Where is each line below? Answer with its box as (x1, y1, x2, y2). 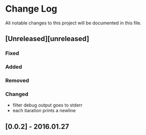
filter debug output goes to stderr (12, 102, 83, 108)
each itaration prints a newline (12, 108, 76, 114)
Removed (5, 77, 29, 84)
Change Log (5, 3, 57, 15)
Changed (5, 91, 29, 98)
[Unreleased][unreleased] (5, 35, 90, 43)
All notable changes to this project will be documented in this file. (5, 20, 142, 26)
